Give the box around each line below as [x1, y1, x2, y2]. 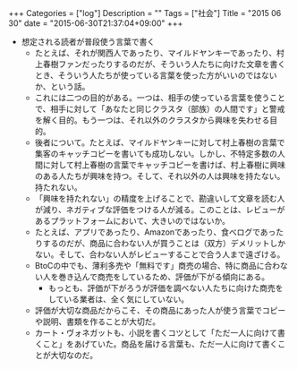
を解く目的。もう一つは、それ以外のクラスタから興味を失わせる [34, 115, 270, 125]
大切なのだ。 [50, 350, 98, 360]
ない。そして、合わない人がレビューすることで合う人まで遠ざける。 [34, 249, 285, 260]
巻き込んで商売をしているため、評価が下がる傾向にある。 [58, 271, 270, 282]
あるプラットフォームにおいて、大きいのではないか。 [34, 216, 230, 226]
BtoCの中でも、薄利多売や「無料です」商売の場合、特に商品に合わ [34, 261, 281, 270]
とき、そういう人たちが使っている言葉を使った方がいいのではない [34, 70, 277, 81]
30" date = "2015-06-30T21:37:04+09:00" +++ [8, 18, 183, 29]
